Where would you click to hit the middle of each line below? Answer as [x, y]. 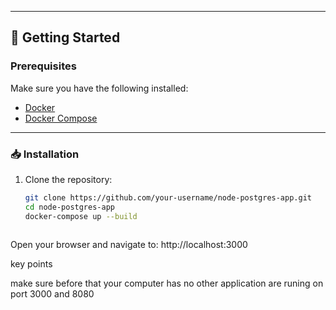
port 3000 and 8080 [52, 294]
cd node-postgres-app [69, 207]
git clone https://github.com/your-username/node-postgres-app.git [168, 197]
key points [31, 264]
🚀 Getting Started [65, 37]
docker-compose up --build [81, 216]
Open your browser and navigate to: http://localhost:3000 [129, 245]
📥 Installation [45, 154]
